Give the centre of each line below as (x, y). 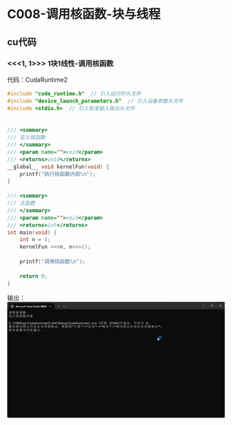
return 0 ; (34, 276)
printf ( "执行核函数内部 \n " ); (58, 174)
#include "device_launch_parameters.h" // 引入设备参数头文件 (95, 101)
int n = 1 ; (35, 239)
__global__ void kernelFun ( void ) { (58, 167)
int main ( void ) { (32, 233)
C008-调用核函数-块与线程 (84, 14)
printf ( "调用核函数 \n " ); (53, 262)
